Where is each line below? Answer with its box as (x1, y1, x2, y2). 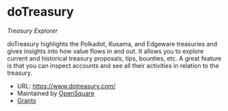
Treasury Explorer (7, 27, 58, 35)
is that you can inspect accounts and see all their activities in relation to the (7, 61, 219, 69)
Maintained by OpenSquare (16, 89, 94, 97)
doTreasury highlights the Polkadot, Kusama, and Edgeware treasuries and (7, 39, 218, 48)
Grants (16, 96, 36, 104)
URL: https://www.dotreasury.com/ (16, 82, 116, 90)
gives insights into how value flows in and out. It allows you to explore (7, 47, 204, 55)
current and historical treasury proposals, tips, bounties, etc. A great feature (7, 54, 222, 62)
